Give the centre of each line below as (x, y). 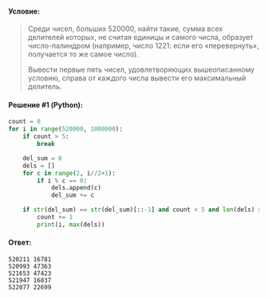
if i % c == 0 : (62, 180)
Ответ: (20, 242)
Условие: (24, 11)
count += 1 (55, 218)
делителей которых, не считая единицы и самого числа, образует (140, 37)
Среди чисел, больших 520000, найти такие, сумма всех (125, 29)
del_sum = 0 (42, 158)
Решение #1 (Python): (46, 104)
